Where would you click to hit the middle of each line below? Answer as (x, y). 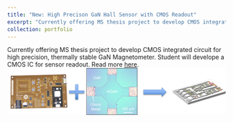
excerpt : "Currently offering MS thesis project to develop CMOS (103, 22)
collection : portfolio (40, 29)
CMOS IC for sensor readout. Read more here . (73, 64)
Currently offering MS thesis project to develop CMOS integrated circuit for (114, 50)
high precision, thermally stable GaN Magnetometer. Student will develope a (116, 57)
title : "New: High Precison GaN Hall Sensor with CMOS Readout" (102, 15)
